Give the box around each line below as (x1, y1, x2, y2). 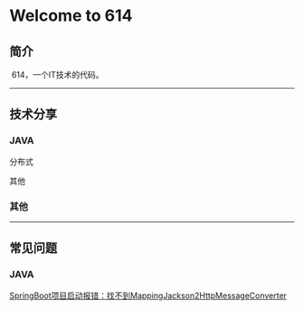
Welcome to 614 (9, 5, 133, 26)
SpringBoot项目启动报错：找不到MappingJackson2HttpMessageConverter (9, 290, 288, 301)
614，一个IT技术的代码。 (11, 70, 104, 80)
